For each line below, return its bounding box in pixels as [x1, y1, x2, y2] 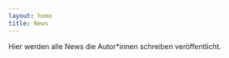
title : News [8, 19, 49, 27]
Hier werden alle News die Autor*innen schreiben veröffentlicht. [8, 41, 222, 51]
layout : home [8, 11, 53, 20]
